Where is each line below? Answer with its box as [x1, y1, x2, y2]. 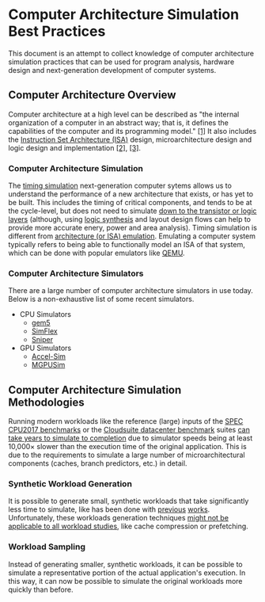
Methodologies [8, 395, 85, 409]
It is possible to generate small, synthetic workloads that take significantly [8, 497, 249, 506]
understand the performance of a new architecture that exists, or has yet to [8, 189, 254, 199]
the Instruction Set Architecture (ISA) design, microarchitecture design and [8, 135, 252, 144]
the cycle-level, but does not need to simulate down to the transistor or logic [8, 206, 257, 215]
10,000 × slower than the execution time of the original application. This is [8, 442, 247, 451]
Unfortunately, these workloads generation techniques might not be [8, 513, 229, 523]
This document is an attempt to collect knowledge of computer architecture [8, 48, 255, 58]
